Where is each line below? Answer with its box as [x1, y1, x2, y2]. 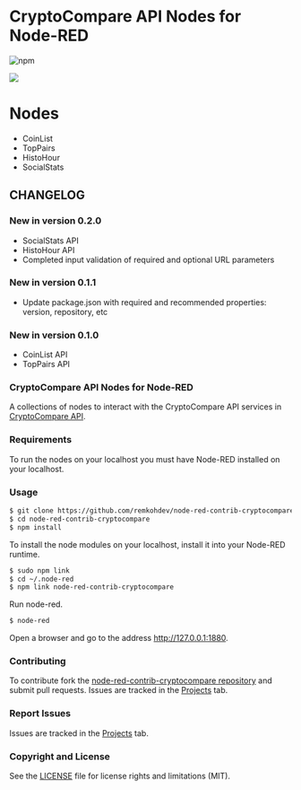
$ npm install [9, 522, 63, 531]
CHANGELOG [9, 188, 85, 203]
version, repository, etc [21, 306, 108, 317]
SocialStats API [21, 235, 79, 246]
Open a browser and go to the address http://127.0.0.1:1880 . [9, 633, 228, 644]
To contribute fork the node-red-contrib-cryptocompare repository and [9, 675, 272, 686]
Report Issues [9, 707, 72, 720]
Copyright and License [9, 750, 110, 762]
